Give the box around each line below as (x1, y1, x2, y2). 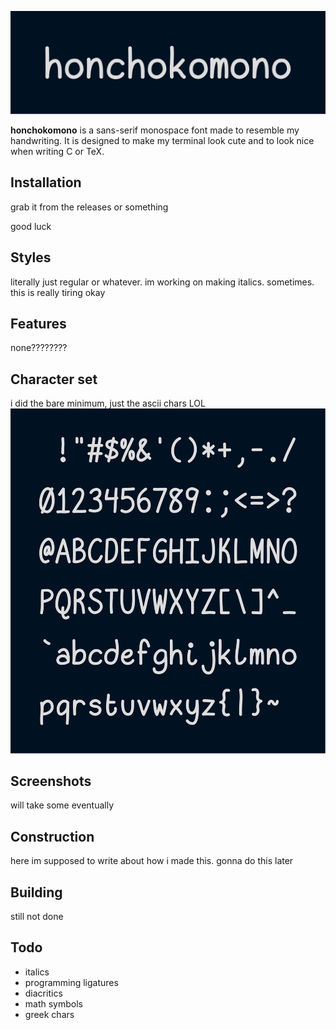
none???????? (10, 342, 68, 354)
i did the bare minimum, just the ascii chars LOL (10, 397, 206, 410)
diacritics (24, 987, 63, 999)
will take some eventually (10, 799, 115, 811)
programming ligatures (24, 976, 119, 988)
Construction (10, 828, 95, 845)
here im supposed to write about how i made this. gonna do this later (10, 855, 294, 867)
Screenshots (10, 772, 92, 790)
